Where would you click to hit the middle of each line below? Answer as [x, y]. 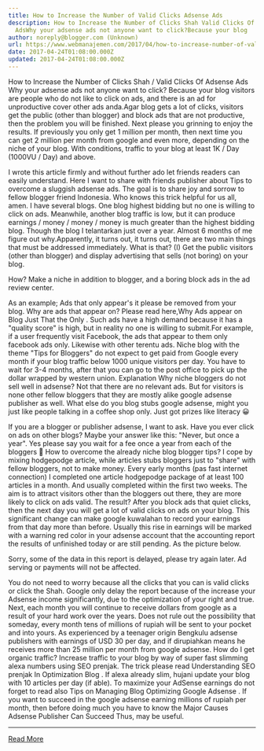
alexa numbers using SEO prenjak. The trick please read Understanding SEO [132, 666]
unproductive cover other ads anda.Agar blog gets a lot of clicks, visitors [126, 106]
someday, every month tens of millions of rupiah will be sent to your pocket [130, 624]
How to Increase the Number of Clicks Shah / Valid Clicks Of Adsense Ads [128, 81]
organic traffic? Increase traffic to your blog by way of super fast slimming [128, 657]
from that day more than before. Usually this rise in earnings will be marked [130, 527]
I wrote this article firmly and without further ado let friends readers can [124, 172]
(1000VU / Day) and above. [52, 156]
